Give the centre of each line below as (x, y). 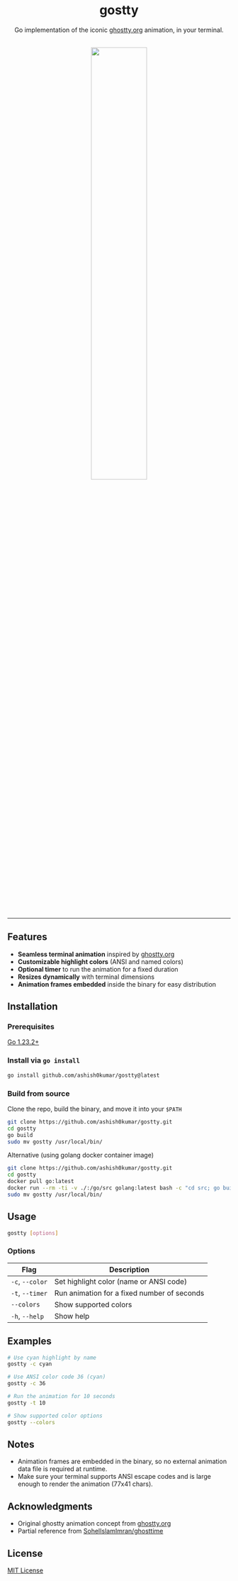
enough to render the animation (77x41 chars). (85, 1484)
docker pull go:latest (41, 1182)
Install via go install (44, 1060)
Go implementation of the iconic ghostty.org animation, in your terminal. (119, 30)
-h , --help (28, 1316)
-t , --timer (29, 1293)
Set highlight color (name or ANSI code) (121, 1281)
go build (20, 1135)
